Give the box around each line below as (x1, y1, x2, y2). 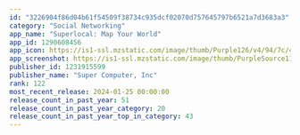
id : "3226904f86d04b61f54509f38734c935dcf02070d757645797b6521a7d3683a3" (9, 12, 290, 22)
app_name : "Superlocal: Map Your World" (9, 29, 162, 38)
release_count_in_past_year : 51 (9, 95, 129, 105)
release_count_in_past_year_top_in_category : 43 (9, 112, 194, 121)
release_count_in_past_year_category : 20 (9, 104, 166, 113)
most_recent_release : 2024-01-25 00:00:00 (9, 87, 170, 96)
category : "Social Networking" (9, 21, 126, 30)
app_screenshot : (9, 54, 70, 63)
